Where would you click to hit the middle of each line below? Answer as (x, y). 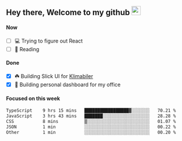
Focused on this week (33, 98)
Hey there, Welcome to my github (68, 13)
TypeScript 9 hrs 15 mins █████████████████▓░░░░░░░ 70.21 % (91, 111)
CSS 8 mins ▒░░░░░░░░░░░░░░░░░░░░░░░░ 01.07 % (91, 121)
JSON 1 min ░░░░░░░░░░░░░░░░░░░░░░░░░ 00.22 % (91, 127)
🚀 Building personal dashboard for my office (67, 84)
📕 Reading (27, 49)
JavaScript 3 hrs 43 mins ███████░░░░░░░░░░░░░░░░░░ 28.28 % (91, 116)
